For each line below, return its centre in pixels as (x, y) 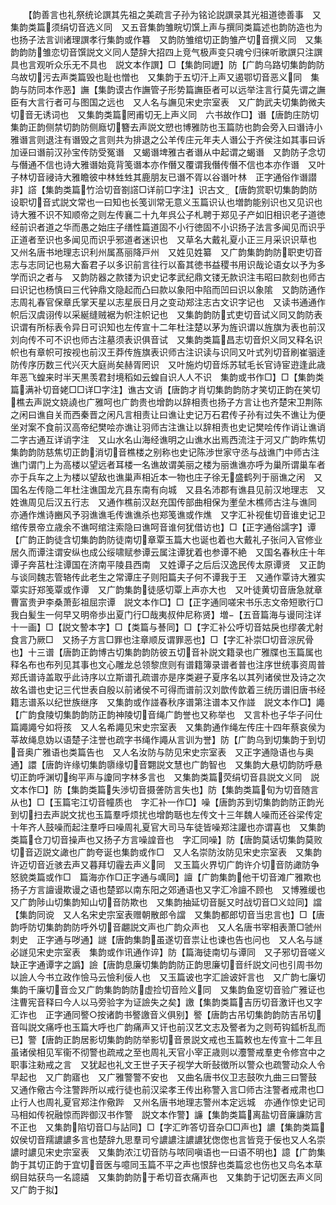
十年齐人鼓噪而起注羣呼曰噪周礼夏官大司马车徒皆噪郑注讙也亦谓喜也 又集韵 (168, 827)
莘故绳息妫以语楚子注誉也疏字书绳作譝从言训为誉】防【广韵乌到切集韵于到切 (168, 739)
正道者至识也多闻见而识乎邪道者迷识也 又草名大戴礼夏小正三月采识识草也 (163, 239)
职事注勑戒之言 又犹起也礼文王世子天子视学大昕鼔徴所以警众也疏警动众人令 (168, 1064)
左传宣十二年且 (292, 1039)
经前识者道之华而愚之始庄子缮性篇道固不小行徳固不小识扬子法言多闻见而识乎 (168, 227)
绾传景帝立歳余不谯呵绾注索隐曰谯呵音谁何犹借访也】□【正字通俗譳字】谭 (163, 527)
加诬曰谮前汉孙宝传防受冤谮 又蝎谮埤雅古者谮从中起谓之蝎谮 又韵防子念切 (168, 152)
